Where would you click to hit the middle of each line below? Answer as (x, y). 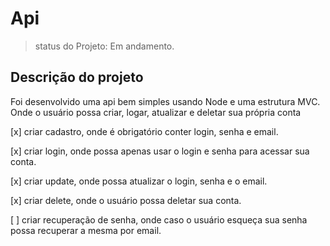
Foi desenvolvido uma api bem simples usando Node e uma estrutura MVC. (165, 101)
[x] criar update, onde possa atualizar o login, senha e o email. (139, 181)
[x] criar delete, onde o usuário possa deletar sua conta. (126, 200)
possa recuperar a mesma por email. (86, 230)
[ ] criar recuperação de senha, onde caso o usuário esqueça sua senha (159, 219)
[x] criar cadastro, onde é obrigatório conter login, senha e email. (144, 131)
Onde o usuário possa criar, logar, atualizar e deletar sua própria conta (156, 112)
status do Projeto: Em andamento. (104, 46)
